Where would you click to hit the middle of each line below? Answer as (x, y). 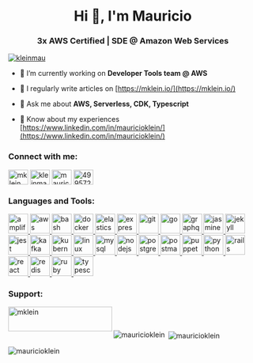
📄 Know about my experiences (70, 119)
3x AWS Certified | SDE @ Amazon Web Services (133, 41)
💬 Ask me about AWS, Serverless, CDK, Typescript (104, 104)
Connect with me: (43, 157)
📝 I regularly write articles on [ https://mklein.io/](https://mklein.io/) (127, 89)
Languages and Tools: (51, 201)
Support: (26, 294)
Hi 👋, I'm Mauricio (133, 16)
